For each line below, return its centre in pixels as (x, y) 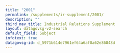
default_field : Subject (31, 33)
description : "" (22, 19)
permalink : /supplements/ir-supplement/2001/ (54, 15)
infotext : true (21, 38)
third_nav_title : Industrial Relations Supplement (60, 24)
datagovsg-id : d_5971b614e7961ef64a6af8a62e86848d (60, 43)
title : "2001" (20, 10)
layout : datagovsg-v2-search (36, 29)
